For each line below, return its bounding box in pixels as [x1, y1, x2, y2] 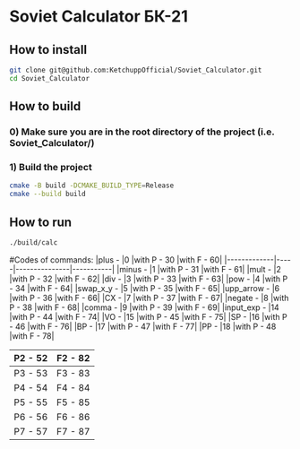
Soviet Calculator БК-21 [9, 6, 188, 27]
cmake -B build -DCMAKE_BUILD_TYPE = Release [9, 181, 175, 190]
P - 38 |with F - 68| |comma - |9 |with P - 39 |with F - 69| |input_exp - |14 [9, 302, 279, 313]
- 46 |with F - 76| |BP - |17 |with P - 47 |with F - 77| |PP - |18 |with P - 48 [9, 321, 277, 332]
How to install [9, 42, 88, 57]
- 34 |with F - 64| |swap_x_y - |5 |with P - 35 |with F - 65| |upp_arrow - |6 [9, 282, 280, 293]
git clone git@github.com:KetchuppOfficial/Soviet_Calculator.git [9, 65, 262, 74]
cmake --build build [9, 190, 87, 199]
